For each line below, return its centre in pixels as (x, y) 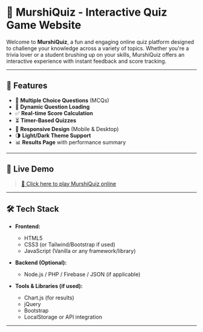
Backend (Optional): (41, 263)
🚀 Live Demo (30, 169)
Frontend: (27, 226)
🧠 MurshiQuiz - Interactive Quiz (87, 12)
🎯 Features (27, 86)
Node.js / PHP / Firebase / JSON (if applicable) (82, 275)
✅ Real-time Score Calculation (54, 113)
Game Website (44, 25)
